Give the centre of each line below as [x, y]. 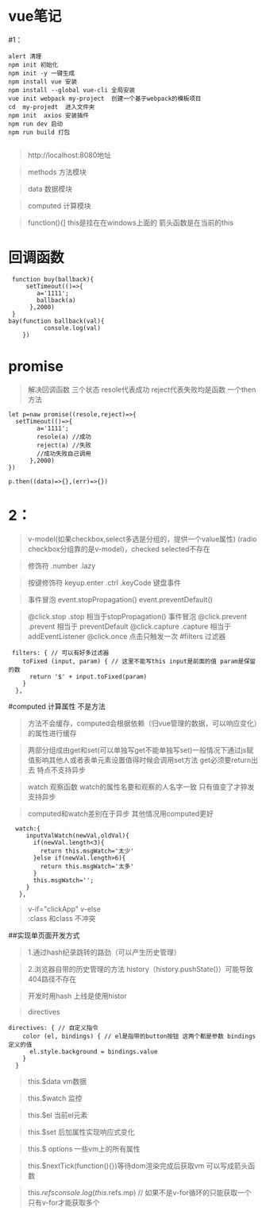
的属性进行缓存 [52, 733]
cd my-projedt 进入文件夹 [52, 107]
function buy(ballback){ [52, 279]
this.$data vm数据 [57, 1081]
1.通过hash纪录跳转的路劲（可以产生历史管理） [104, 952]
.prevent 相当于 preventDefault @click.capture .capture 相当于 [129, 626]
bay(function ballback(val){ [56, 321]
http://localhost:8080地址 [69, 155]
